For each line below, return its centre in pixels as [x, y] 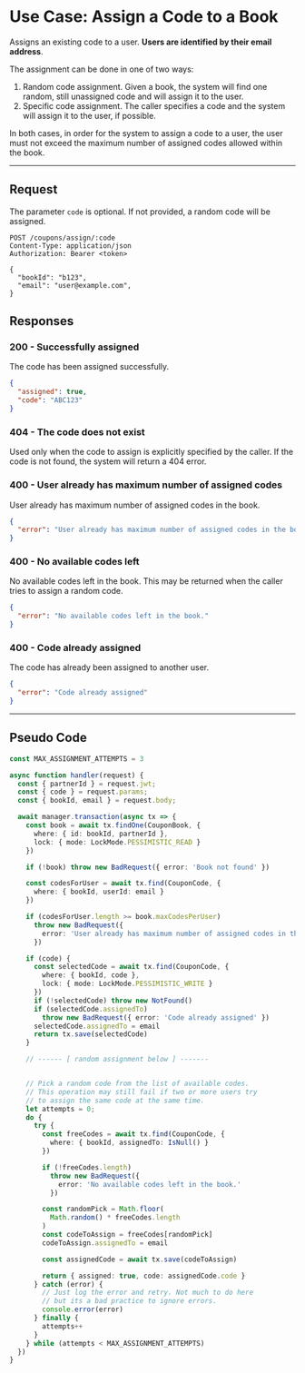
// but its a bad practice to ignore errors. [130, 1301]
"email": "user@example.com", [74, 285]
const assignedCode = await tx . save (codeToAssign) [140, 1259]
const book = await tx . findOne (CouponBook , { [113, 825]
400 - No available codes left [74, 562]
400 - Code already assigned [75, 648]
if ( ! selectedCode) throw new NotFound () [113, 1001]
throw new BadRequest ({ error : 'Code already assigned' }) [156, 1017]
